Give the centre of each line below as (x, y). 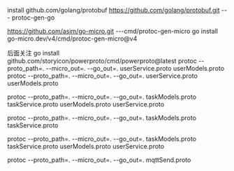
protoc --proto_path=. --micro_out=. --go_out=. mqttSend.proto (99, 160)
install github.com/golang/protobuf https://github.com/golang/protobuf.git (114, 10)
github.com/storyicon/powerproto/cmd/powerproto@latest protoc (102, 61)
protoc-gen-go (33, 18)
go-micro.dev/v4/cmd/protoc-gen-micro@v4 (72, 39)
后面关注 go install (34, 53)
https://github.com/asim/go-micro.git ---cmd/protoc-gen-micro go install (113, 31)
